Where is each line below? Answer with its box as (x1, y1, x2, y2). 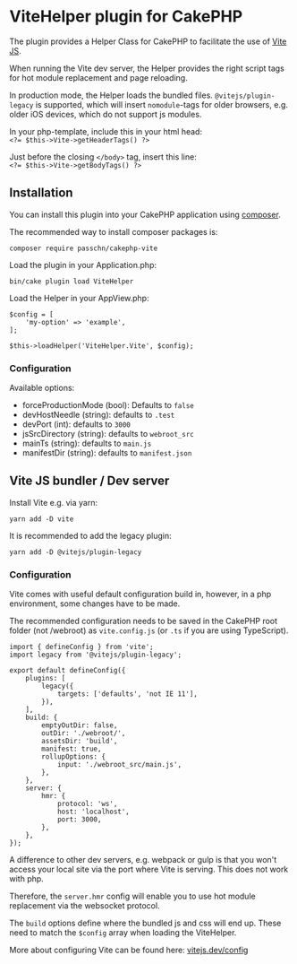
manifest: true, (41, 744, 102, 754)
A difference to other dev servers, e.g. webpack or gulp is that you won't (9, 855, 277, 865)
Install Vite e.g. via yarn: (9, 497, 98, 508)
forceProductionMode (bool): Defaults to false (21, 400, 194, 411)
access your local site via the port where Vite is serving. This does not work (9, 864, 289, 875)
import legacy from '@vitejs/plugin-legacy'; (9, 650, 182, 660)
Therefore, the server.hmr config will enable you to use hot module (9, 890, 257, 902)
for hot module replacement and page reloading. (9, 72, 188, 83)
